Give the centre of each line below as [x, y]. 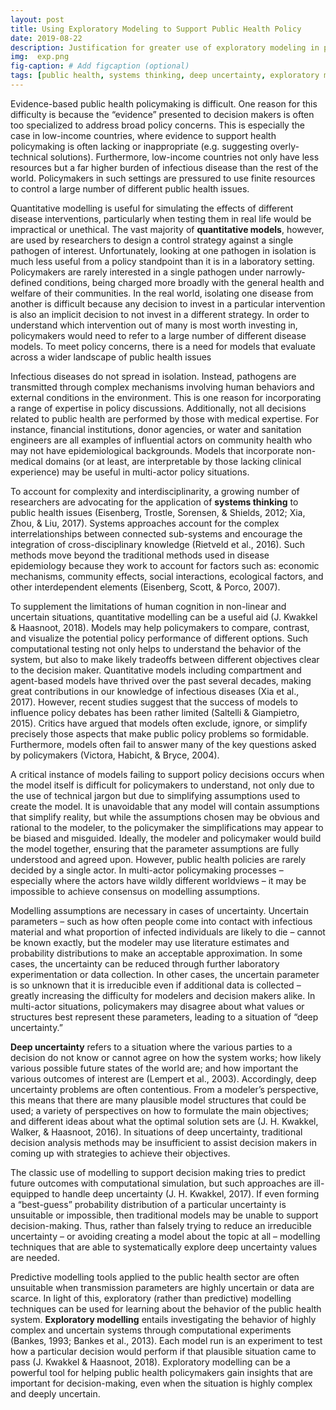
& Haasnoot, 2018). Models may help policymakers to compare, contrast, [160, 627]
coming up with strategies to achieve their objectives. [120, 1153]
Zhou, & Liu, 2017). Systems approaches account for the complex [145, 523]
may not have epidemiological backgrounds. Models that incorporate [152, 450]
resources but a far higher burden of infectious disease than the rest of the [164, 167]
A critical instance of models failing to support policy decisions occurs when [167, 774]
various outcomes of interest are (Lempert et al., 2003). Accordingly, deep [163, 1078]
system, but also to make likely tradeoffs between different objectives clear [165, 659]
